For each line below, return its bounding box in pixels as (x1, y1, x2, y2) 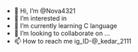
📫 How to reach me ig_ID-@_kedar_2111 (13, 37, 132, 45)
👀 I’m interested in (13, 14, 67, 22)
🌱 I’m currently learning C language (13, 22, 117, 30)
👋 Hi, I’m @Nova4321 (13, 7, 76, 15)
